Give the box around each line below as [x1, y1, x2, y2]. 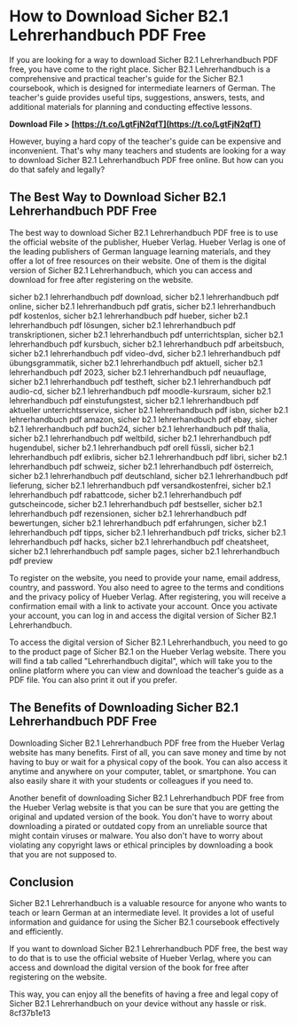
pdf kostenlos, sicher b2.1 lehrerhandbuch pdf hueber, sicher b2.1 [9, 310, 248, 321]
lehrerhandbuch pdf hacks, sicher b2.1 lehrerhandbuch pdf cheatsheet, [9, 536, 270, 547]
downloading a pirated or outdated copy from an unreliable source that [9, 820, 268, 831]
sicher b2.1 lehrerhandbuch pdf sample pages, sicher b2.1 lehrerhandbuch [9, 545, 280, 556]
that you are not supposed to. [9, 849, 117, 859]
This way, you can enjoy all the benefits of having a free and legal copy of [9, 989, 279, 999]
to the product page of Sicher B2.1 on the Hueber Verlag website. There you [9, 646, 286, 657]
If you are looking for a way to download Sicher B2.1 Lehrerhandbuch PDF [9, 54, 279, 65]
